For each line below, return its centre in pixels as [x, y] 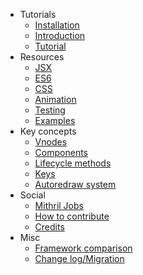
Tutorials [38, 14]
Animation [55, 99]
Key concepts [48, 131]
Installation [57, 25]
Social [32, 195]
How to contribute [72, 216]
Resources [42, 57]
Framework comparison [83, 248]
